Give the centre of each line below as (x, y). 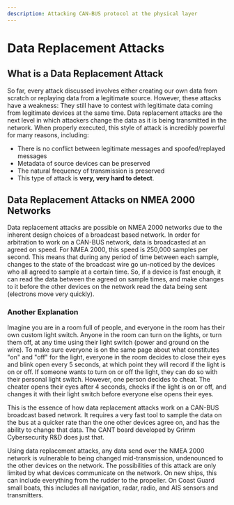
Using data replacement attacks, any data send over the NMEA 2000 (106, 451)
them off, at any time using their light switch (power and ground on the (108, 342)
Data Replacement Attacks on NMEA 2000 (101, 200)
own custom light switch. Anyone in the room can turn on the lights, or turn (115, 334)
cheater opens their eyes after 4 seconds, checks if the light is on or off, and (117, 387)
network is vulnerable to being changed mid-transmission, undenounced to (115, 458)
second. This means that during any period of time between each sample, (113, 257)
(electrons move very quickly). (51, 294)
